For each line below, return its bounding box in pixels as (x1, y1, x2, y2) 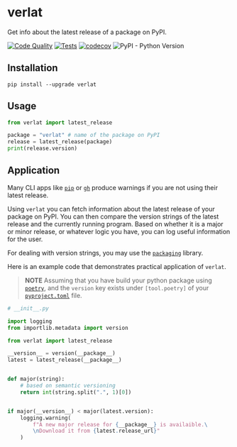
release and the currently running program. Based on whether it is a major (7, 219, 224, 228)
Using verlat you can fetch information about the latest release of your (7, 204, 215, 213)
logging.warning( (20, 414, 72, 421)
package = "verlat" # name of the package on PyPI (7, 132, 160, 139)
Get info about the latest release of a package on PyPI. (7, 28, 167, 36)
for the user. (7, 235, 43, 243)
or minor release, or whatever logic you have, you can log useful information (7, 227, 231, 236)
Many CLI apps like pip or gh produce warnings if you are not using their (7, 183, 219, 192)
